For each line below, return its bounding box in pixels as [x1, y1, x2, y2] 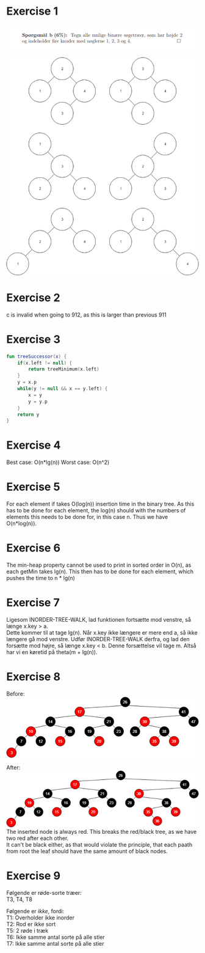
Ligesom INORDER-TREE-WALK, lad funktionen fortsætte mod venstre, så [6, 616, 191, 623]
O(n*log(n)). [6, 520, 37, 527]
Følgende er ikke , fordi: [6, 908, 65, 915]
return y [17, 411, 40, 418]
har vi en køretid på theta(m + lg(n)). [6, 649, 98, 655]
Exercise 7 [6, 596, 60, 609]
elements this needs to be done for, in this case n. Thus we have [6, 513, 168, 521]
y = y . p [28, 399, 48, 405]
